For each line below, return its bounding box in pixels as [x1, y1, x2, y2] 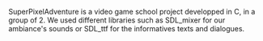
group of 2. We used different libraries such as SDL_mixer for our [8, 15, 226, 25]
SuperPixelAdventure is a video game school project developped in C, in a [8, 7, 256, 16]
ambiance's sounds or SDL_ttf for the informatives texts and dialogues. [8, 24, 245, 33]
